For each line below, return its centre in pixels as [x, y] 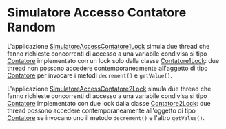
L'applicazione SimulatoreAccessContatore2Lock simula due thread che [109, 89]
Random [32, 27]
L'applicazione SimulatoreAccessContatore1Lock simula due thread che [109, 46]
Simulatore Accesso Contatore [97, 13]
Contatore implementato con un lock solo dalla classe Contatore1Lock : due [113, 60]
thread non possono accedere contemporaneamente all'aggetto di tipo [107, 68]
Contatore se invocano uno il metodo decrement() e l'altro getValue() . [106, 117]
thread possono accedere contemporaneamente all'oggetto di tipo [102, 110]
